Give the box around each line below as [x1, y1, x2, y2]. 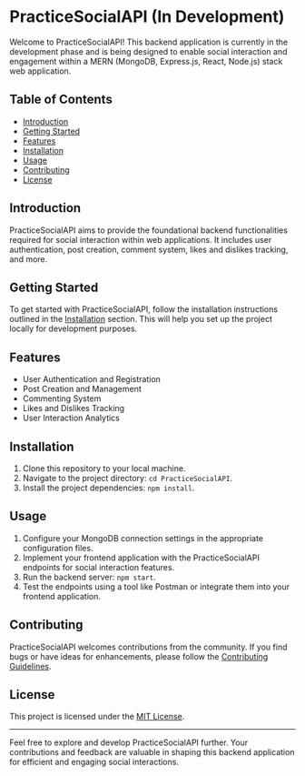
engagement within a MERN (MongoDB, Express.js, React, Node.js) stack [9, 55, 283, 66]
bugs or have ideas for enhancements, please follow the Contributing [9, 650, 269, 661]
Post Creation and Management [22, 384, 143, 395]
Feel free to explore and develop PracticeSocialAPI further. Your [9, 737, 248, 748]
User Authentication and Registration [22, 374, 162, 385]
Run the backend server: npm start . [22, 571, 156, 582]
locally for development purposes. [9, 323, 138, 334]
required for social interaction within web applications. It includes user [9, 234, 272, 245]
